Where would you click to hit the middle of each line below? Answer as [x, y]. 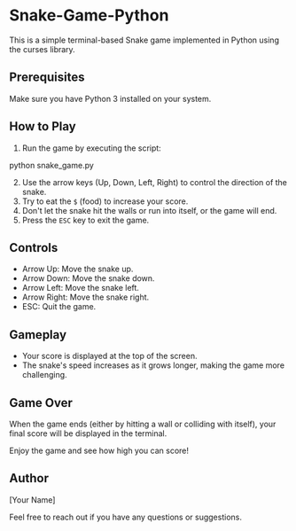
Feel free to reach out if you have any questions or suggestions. [125, 517]
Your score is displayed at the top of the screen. [109, 356]
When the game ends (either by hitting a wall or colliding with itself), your [143, 424]
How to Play [43, 126]
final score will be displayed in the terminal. [88, 433]
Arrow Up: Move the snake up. [78, 269]
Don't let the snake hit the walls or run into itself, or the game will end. [149, 210]
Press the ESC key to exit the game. [86, 220]
